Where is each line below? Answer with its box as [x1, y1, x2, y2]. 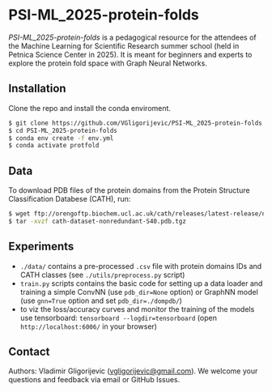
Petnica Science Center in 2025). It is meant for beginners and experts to [8, 49, 253, 59]
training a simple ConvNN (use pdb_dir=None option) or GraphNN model [19, 287, 259, 296]
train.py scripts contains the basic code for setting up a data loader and [19, 278, 263, 288]
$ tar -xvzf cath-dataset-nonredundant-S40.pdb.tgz [8, 217, 186, 225]
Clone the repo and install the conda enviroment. [8, 103, 172, 113]
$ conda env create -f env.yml [8, 134, 114, 143]
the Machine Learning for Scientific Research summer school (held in [8, 40, 240, 50]
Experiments [8, 240, 74, 254]
